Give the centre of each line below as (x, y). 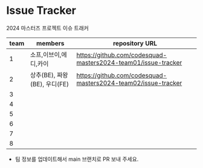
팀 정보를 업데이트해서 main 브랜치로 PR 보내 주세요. (77, 159)
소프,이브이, (46, 54)
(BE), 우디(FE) (50, 84)
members (50, 43)
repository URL (135, 43)
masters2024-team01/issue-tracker (129, 62)
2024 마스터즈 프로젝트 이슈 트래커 (47, 28)
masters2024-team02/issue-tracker (129, 83)
